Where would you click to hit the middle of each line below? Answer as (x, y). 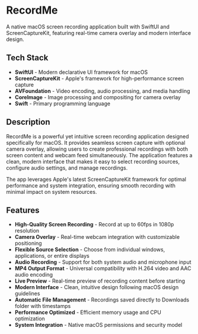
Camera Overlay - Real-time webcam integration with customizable (97, 237)
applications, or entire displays (52, 256)
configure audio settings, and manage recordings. (67, 168)
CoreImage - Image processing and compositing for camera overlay (98, 97)
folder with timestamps (43, 306)
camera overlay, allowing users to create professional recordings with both (97, 149)
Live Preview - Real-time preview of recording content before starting (100, 281)
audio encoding (34, 275)
